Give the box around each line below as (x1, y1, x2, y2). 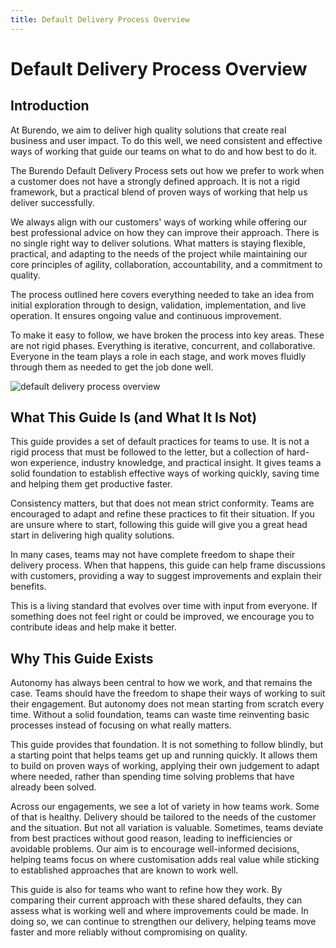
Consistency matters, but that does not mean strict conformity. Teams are (10, 497, 315, 510)
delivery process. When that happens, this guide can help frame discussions (10, 559, 326, 571)
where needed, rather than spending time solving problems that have (10, 771, 295, 783)
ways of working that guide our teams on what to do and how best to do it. (10, 145, 318, 157)
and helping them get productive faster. (10, 478, 173, 490)
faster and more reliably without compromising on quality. (10, 926, 248, 938)
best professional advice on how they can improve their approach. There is (10, 226, 320, 238)
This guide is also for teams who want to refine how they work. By (10, 884, 283, 896)
